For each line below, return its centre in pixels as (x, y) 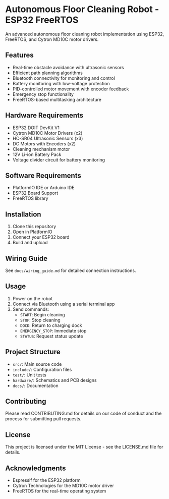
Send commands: (31, 309)
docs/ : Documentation (36, 385)
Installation (23, 214)
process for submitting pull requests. (43, 419)
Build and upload (30, 243)
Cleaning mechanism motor (41, 149)
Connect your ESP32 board (41, 237)
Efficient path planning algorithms (48, 73)
